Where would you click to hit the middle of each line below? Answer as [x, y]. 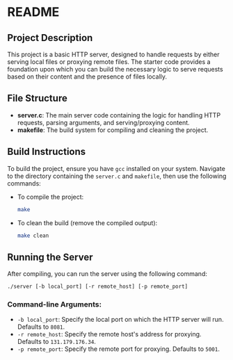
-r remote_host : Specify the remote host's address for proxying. [109, 334]
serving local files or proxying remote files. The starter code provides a [109, 62]
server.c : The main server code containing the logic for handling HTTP [119, 115]
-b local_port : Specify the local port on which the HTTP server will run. [120, 320]
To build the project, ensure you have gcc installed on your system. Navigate [116, 168]
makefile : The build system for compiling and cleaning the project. [113, 130]
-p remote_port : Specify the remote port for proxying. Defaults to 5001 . [119, 349]
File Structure [37, 98]
